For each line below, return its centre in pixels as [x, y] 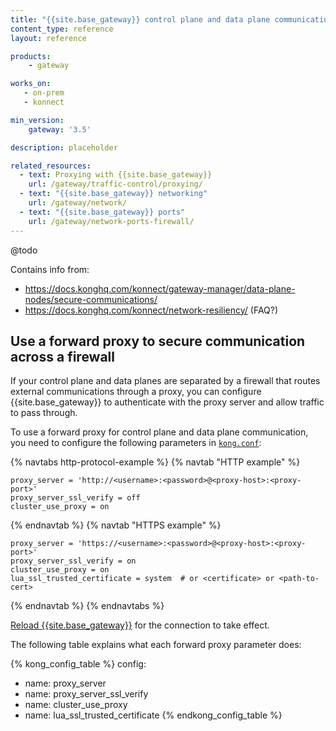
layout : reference [48, 38]
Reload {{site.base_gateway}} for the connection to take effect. [140, 625]
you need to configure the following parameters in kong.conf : [136, 443]
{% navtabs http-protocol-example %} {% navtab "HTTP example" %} [155, 462]
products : [31, 56]
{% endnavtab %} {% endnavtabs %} [87, 606]
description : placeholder [64, 147]
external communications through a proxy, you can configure [136, 392]
